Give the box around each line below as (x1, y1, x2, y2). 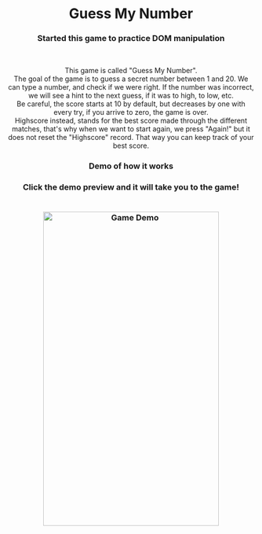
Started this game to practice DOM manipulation (37, 33, 225, 44)
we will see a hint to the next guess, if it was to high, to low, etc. (27, 91, 235, 101)
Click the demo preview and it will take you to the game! (22, 182, 240, 193)
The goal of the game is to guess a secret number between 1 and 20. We (13, 74, 249, 83)
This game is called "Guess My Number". (64, 66, 198, 75)
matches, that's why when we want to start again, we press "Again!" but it (12, 124, 250, 134)
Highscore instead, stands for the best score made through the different (14, 116, 248, 126)
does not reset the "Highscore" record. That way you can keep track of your (8, 133, 254, 142)
